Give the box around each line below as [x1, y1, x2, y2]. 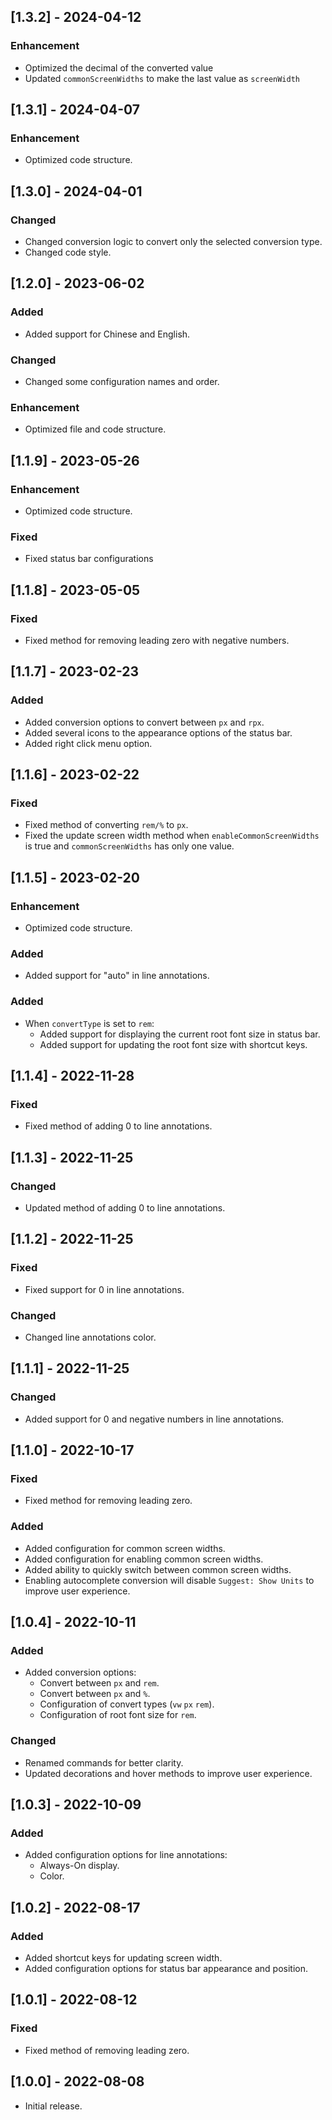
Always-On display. [39, 1860, 120, 1872]
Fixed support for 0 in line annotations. [24, 1283, 185, 1295]
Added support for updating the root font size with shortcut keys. [39, 1038, 308, 1050]
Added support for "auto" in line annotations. [24, 970, 210, 982]
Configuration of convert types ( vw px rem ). [39, 1698, 215, 1710]
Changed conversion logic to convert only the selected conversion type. [24, 236, 323, 248]
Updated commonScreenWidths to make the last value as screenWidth [24, 72, 300, 84]
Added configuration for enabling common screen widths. [24, 1553, 264, 1565]
